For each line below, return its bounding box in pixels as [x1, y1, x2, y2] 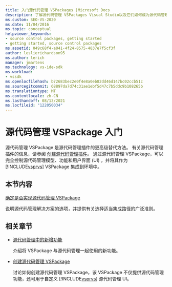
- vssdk [5, 74, 22, 79]
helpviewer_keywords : [5, 31, 52, 36]
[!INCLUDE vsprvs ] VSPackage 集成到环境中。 [5, 163, 102, 170]
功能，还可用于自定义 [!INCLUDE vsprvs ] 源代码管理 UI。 [12, 275, 132, 282]
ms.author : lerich [5, 55, 45, 60]
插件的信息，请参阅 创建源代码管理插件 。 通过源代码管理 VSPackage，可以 [5, 151, 164, 157]
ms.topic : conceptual [5, 27, 52, 32]
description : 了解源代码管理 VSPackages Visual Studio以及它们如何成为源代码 [5, 12, 161, 17]
